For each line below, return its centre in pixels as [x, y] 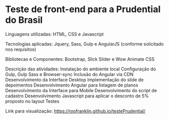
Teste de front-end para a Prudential [83, 9]
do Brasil [24, 20]
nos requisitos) [21, 49]
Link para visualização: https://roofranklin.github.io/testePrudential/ [75, 111]
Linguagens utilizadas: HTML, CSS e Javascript [54, 34]
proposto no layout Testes [32, 101]
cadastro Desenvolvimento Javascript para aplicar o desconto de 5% [77, 96]
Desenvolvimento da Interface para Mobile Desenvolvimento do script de [81, 90]
